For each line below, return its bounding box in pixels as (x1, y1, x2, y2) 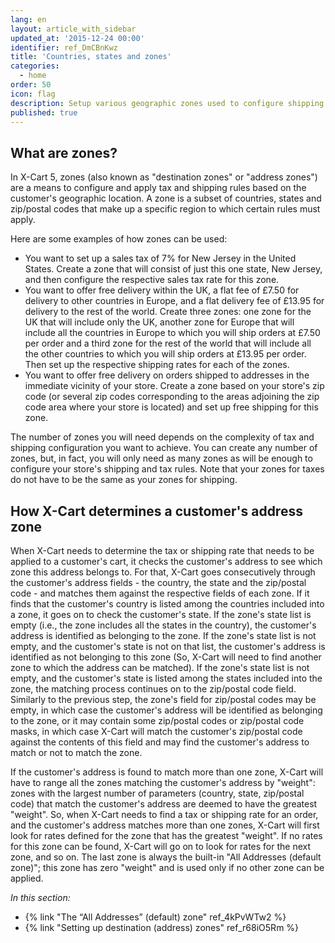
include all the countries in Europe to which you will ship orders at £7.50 (24, 327, 321, 339)
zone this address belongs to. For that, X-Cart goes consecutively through (10, 566, 316, 578)
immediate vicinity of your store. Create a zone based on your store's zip (24, 380, 325, 392)
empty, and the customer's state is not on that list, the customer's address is (10, 641, 326, 652)
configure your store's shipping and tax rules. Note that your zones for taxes (10, 463, 325, 475)
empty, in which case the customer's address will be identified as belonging (10, 704, 323, 716)
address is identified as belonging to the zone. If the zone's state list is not (10, 630, 317, 641)
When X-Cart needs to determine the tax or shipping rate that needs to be (10, 545, 315, 556)
